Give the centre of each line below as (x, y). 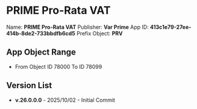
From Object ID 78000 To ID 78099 (58, 66)
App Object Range (41, 52)
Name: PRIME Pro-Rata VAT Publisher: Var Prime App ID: (77, 27)
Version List (29, 85)
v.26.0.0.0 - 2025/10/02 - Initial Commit (65, 100)
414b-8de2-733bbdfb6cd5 (41, 33)
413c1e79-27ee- (170, 27)
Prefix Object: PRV (99, 33)
